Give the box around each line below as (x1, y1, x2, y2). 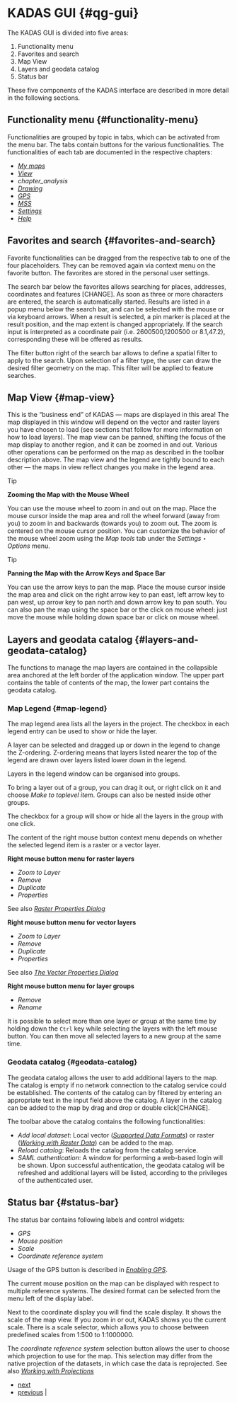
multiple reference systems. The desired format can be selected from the (7, 1286, 221, 1295)
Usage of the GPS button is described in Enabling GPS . (7, 1265, 168, 1273)
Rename (17, 1003, 42, 1012)
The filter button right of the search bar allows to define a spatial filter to (7, 348, 218, 357)
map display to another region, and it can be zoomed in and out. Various (7, 440, 218, 449)
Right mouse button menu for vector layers (7, 918, 137, 927)
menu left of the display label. (7, 1294, 94, 1302)
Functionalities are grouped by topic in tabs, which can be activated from (7, 132, 221, 141)
